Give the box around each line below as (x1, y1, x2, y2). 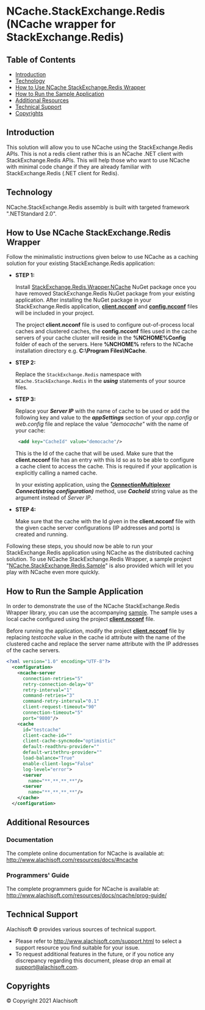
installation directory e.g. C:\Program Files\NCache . (15, 347, 147, 355)
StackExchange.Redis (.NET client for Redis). (6, 169, 120, 176)
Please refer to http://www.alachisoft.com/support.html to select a (15, 937, 182, 945)
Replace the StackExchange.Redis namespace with (15, 371, 142, 378)
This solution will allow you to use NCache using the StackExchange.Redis (6, 144, 193, 151)
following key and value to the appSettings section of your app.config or (15, 414, 199, 421)
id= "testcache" (22, 727, 62, 733)
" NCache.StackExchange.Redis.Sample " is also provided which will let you (6, 562, 194, 569)
